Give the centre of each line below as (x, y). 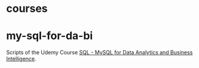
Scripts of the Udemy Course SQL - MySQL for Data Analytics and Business (99, 52)
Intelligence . (22, 59)
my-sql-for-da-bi (50, 36)
